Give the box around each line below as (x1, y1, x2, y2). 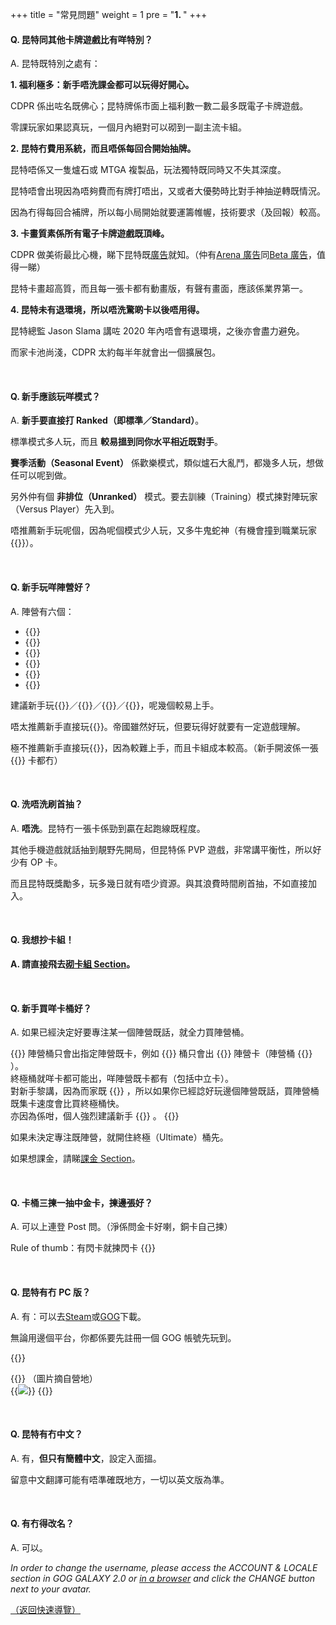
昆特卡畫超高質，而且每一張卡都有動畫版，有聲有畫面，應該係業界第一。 (10, 283, 308, 295)
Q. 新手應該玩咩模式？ (10, 390, 101, 402)
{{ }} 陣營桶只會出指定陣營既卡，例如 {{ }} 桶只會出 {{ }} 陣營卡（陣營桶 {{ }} (10, 1048, 313, 1060)
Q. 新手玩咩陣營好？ (10, 581, 92, 593)
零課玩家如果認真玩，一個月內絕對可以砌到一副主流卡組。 (10, 121, 247, 133)
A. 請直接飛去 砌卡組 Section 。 (10, 958, 136, 970)
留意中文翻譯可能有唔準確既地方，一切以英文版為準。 (10, 1473, 230, 1485)
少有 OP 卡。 (10, 856, 63, 868)
